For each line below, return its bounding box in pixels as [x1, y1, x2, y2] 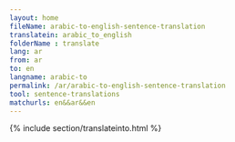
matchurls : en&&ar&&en [9, 97, 96, 107]
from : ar [9, 56, 43, 65]
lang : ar [9, 47, 43, 56]
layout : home [9, 13, 59, 23]
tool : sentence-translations [9, 89, 120, 98]
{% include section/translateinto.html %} [9, 123, 162, 134]
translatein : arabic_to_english [9, 30, 132, 39]
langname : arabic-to [9, 73, 88, 82]
